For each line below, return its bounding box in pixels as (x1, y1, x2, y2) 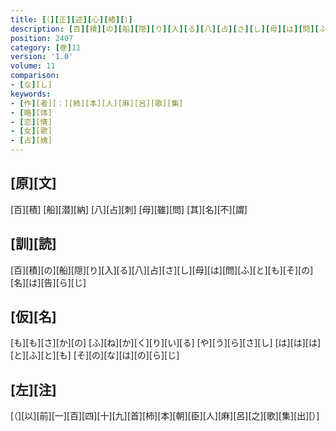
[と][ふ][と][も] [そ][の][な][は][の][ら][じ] (10, 349, 180, 361)
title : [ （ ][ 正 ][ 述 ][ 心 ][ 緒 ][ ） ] (10, 14, 133, 25)
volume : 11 (10, 61, 56, 71)
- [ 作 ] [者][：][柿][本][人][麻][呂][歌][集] (10, 98, 184, 108)
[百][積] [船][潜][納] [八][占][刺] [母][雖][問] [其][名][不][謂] (10, 203, 248, 215)
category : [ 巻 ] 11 (10, 42, 82, 53)
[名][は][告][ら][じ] (10, 276, 87, 288)
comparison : (10, 71, 60, 81)
